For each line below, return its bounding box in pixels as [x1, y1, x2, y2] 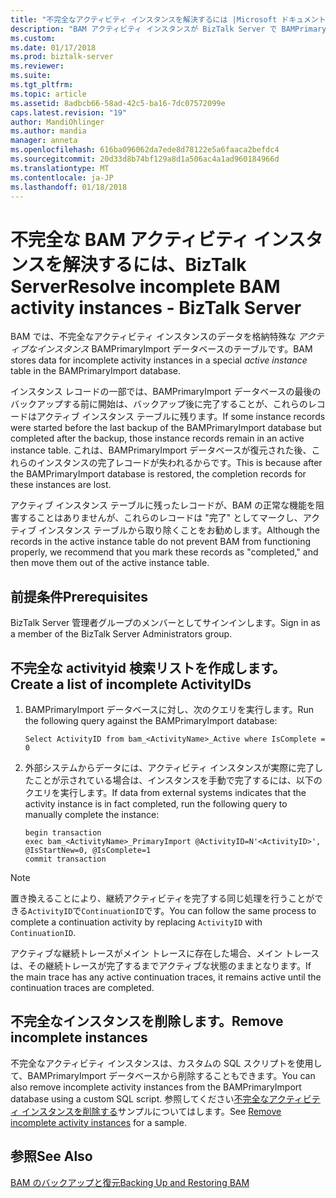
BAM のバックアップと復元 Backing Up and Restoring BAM [10, 1176, 250, 1188]
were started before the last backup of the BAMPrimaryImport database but [10, 422, 322, 434]
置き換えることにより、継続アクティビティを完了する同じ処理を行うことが [10, 892, 315, 904]
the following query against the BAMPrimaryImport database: [24, 714, 278, 726]
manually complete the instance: [24, 808, 160, 820]
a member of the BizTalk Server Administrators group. [10, 628, 233, 640]
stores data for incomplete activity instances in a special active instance [10, 354, 308, 366]
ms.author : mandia [10, 126, 87, 136]
